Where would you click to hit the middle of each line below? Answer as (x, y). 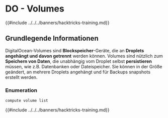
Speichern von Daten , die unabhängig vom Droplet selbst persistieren (79, 61)
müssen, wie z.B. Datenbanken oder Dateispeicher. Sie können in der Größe (84, 66)
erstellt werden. (21, 77)
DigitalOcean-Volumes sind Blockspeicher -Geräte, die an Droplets (75, 50)
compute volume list (27, 101)
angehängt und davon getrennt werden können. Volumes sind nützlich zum (84, 56)
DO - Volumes (35, 9)
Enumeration (21, 90)
